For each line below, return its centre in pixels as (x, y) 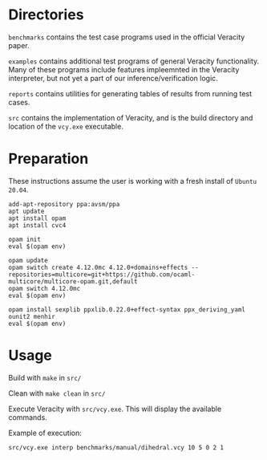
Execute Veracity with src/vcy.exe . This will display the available (115, 409)
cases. (19, 102)
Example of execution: (45, 433)
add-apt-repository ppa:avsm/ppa (64, 204)
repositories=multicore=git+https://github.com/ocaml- (102, 275)
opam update (28, 260)
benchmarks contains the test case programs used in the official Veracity (127, 37)
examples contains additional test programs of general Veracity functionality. (134, 61)
